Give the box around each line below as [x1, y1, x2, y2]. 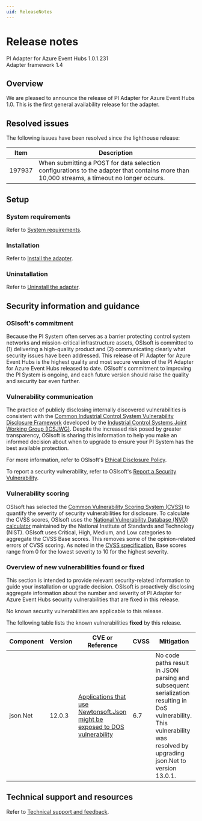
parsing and [155, 674, 189, 682]
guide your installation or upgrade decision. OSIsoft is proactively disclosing [6, 583, 195, 590]
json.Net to [155, 757, 186, 765]
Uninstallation [6, 270, 48, 278]
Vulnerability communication [6, 393, 93, 401]
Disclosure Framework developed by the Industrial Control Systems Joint [6, 419, 187, 426]
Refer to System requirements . [6, 226, 82, 233]
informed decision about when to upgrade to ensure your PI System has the [6, 438, 194, 446]
